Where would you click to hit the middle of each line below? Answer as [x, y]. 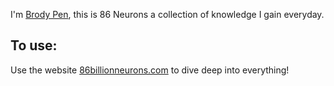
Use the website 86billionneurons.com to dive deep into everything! [150, 70]
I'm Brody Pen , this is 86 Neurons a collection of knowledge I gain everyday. [167, 14]
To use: [34, 45]
